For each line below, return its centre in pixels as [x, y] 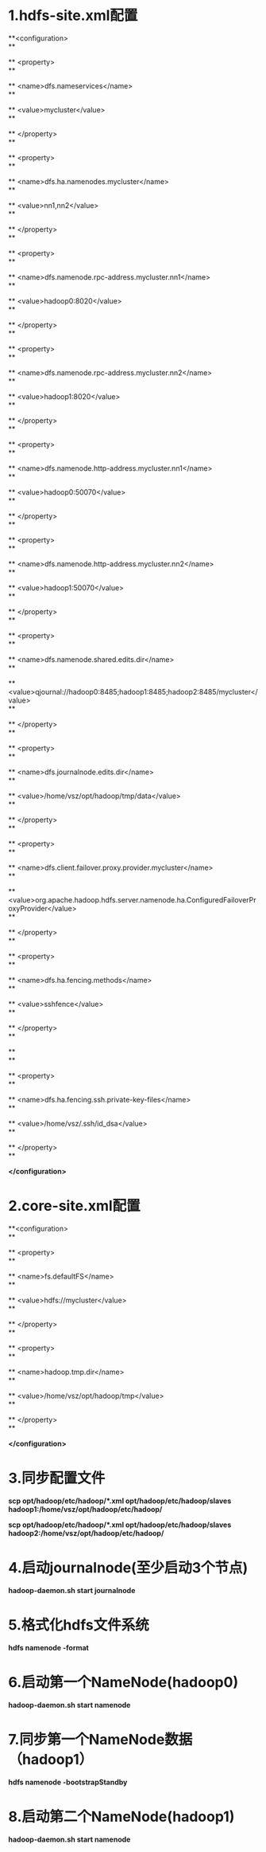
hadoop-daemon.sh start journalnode [72, 1590]
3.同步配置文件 [57, 1478]
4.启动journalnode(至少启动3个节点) [128, 1568]
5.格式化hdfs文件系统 [79, 1625]
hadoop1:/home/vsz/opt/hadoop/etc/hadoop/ [85, 1509]
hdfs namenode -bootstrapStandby [68, 1782]
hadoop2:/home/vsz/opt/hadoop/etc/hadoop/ [86, 1533]
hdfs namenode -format [48, 1647]
